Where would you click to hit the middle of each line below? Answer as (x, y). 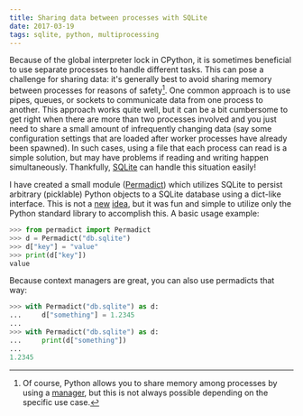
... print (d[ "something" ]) (68, 340)
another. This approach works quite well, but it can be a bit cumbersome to (149, 110)
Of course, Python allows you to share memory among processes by (150, 383)
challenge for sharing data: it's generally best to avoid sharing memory (141, 79)
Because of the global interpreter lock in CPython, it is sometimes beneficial (150, 60)
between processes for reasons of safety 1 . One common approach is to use (150, 89)
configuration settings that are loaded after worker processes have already (148, 139)
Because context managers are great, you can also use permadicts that (142, 281)
